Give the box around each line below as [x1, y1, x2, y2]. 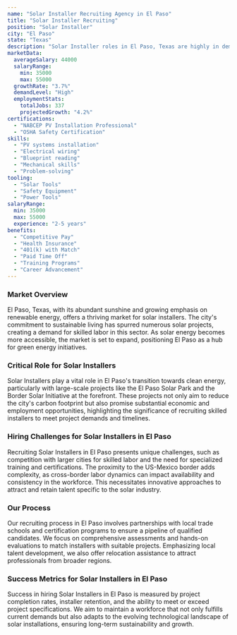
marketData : [7, 50, 42, 57]
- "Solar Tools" [13, 181, 61, 188]
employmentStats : [13, 96, 65, 103]
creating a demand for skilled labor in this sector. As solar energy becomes [7, 328, 226, 337]
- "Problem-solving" [13, 167, 74, 175]
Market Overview [7, 289, 68, 299]
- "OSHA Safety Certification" [13, 128, 106, 135]
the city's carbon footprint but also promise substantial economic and [7, 399, 210, 408]
